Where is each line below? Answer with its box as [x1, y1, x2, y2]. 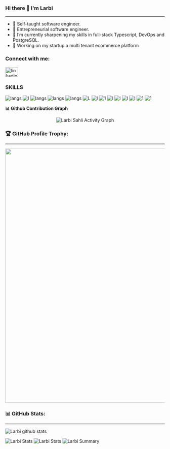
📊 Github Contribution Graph [5, 105, 68, 111]
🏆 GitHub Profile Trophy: [5, 130, 69, 137]
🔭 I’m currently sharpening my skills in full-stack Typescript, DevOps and [12, 32, 165, 38]
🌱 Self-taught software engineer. [12, 21, 81, 27]
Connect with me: [5, 55, 50, 63]
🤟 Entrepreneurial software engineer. [12, 26, 90, 33]
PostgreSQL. [12, 37, 39, 43]
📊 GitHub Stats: [5, 410, 46, 417]
